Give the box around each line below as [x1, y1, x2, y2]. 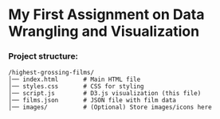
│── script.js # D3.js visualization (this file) [8, 90, 202, 98]
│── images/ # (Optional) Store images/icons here [8, 103, 213, 112]
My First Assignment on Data [8, 6, 205, 24]
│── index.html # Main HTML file [8, 75, 141, 84]
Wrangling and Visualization [8, 22, 200, 40]
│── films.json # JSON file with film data [8, 97, 177, 105]
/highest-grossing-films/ [8, 69, 94, 77]
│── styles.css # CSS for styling [8, 83, 145, 90]
